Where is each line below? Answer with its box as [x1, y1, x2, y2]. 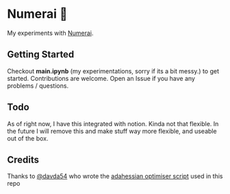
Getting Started [7, 49, 75, 60]
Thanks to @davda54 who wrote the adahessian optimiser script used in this [7, 172, 223, 180]
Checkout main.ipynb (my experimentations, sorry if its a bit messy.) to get [7, 66, 219, 75]
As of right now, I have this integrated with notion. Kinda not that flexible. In [7, 119, 219, 128]
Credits [7, 154, 40, 165]
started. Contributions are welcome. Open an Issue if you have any [7, 74, 195, 82]
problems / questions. [7, 82, 69, 90]
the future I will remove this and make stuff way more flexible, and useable [7, 127, 217, 135]
